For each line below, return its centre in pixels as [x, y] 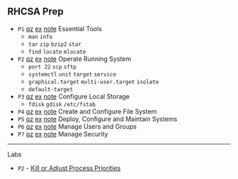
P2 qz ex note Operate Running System [74, 59]
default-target [50, 89]
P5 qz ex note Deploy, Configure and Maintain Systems [97, 119]
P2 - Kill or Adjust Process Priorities [69, 168]
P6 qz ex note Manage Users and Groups [77, 126]
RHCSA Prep [35, 12]
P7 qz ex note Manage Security [63, 134]
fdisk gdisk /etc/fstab [62, 104]
